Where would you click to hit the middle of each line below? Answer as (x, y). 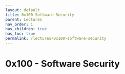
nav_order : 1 (19, 24)
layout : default (23, 10)
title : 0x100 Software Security (40, 15)
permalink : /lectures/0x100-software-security (56, 39)
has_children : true (26, 29)
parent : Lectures (24, 19)
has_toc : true (20, 34)
